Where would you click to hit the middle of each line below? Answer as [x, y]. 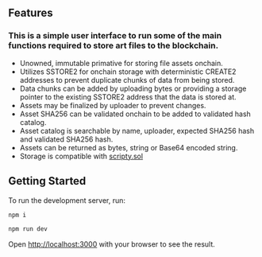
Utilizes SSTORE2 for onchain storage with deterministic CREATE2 [128, 72]
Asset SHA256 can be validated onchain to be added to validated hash [135, 114]
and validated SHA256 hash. [66, 139]
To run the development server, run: [67, 200]
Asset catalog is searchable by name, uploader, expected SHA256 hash [137, 130]
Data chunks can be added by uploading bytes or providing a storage [133, 88]
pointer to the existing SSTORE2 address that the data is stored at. [128, 97]
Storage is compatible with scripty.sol [81, 156]
